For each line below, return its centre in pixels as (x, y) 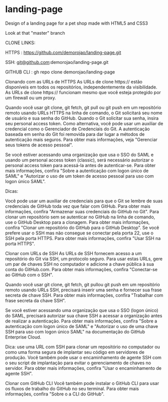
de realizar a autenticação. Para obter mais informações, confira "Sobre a (81, 321)
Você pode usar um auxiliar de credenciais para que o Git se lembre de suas (84, 201)
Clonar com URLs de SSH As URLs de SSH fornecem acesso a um (73, 253)
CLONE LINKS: (20, 43)
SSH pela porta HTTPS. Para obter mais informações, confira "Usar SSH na (83, 238)
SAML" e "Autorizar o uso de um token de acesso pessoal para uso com (79, 176)
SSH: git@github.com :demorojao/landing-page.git (57, 62)
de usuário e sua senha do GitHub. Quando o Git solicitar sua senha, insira (82, 118)
